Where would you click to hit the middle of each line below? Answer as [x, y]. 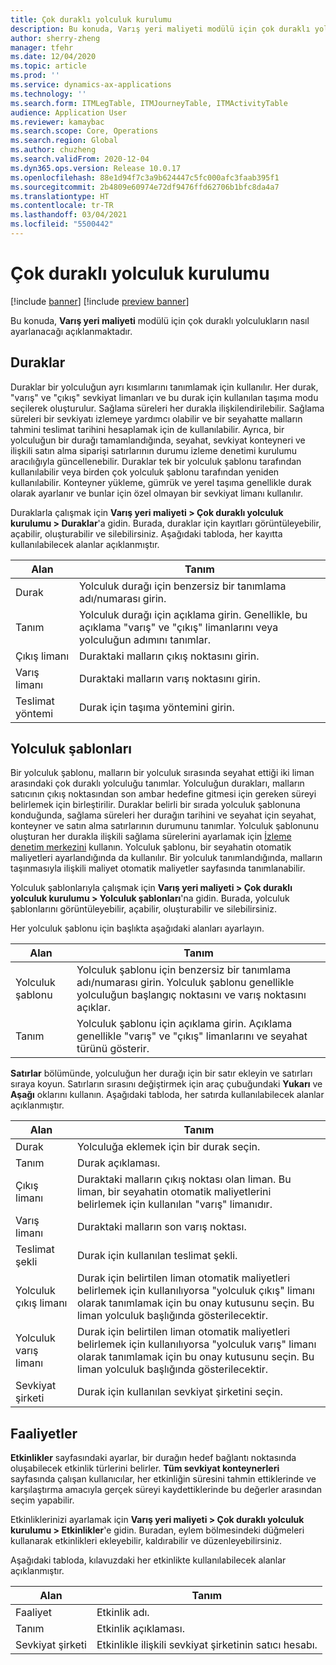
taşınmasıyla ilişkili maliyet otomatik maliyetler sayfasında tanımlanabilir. [158, 868]
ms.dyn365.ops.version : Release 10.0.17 [96, 168]
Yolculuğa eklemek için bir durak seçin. [168, 1147]
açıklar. [93, 1008]
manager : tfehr [42, 47]
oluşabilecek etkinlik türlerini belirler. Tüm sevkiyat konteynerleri [145, 1468]
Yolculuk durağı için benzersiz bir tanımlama [182, 586]
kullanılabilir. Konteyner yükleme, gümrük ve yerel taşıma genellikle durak [161, 482]
